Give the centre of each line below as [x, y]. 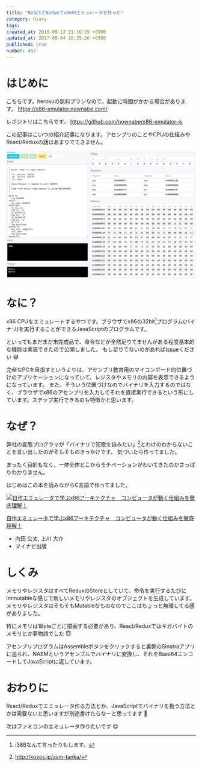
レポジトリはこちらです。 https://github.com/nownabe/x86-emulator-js [95, 121]
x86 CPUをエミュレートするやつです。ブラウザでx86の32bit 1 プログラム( [96, 321]
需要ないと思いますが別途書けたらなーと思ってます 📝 [82, 713]
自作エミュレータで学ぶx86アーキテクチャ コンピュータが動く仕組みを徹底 [100, 518]
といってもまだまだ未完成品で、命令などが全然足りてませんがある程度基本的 [100, 341]
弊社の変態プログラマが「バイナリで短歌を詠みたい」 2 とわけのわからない [97, 444]
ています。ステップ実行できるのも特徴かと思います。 [72, 400]
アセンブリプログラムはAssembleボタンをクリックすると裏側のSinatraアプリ [101, 647]
